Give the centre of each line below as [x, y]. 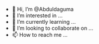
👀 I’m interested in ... [37, 15]
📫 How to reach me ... [40, 35]
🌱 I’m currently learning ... [44, 22]
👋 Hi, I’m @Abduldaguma [43, 9]
